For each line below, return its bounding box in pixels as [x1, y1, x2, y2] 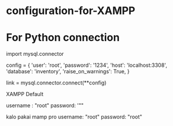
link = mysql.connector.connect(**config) [6, 79, 107, 86]
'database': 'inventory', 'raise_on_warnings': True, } [6, 68, 130, 75]
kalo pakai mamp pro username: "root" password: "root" [6, 113, 143, 121]
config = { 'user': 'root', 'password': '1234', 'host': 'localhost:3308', [6, 62, 167, 69]
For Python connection [6, 31, 120, 45]
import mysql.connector [6, 50, 65, 57]
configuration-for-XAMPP [6, 4, 135, 18]
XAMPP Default [6, 91, 44, 98]
